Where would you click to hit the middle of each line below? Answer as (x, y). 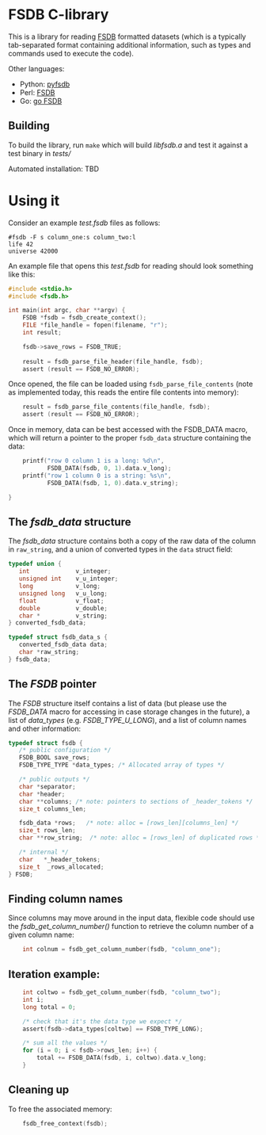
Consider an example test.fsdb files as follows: (84, 223)
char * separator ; (47, 786)
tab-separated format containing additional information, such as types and (130, 44)
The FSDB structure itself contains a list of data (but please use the (118, 703)
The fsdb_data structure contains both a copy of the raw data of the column (132, 541)
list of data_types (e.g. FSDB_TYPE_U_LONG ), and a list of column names (127, 720)
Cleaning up (39, 1090)
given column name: (42, 935)
